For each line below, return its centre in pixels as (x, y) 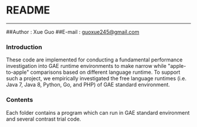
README (28, 10)
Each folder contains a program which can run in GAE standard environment (98, 112)
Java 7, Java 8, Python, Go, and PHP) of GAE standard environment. (88, 85)
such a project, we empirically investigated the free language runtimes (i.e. (96, 78)
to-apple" (18, 72)
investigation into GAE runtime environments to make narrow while (86, 66)
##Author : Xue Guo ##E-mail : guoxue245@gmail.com (73, 32)
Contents (20, 100)
